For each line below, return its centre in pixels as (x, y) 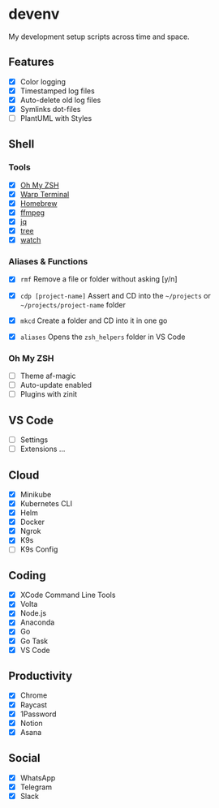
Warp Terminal (45, 194)
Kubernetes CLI (46, 504)
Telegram (36, 787)
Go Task (34, 641)
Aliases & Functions (48, 262)
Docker (32, 522)
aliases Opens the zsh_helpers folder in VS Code (103, 337)
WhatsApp (38, 778)
